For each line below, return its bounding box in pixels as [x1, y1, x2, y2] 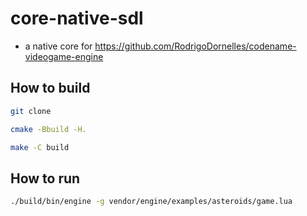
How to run [10, 170, 81, 187]
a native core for [24, 40, 93, 52]
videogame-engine [24, 50, 104, 62]
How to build [10, 80, 91, 97]
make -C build [10, 142, 70, 152]
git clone [10, 106, 52, 116]
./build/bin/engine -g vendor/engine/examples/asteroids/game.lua [10, 197, 293, 207]
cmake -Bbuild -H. [10, 124, 87, 134]
